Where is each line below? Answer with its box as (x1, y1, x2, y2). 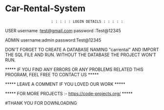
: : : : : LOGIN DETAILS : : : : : (51, 19, 123, 24)
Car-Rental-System (5, 3, 86, 14)
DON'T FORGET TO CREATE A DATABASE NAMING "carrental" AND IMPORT (5, 46, 159, 52)
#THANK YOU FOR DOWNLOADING (5, 100, 77, 106)
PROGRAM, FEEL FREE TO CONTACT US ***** (5, 71, 99, 77)
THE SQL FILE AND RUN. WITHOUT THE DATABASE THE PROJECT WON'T (5, 52, 156, 58)
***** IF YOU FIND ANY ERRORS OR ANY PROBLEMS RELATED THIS (5, 66, 143, 72)
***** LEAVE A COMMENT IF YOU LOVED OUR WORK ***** (5, 81, 125, 87)
